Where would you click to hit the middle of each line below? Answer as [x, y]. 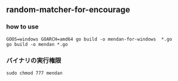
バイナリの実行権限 [34, 60]
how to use [22, 27]
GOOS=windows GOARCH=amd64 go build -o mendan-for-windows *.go [89, 39]
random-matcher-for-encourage [68, 10]
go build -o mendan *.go [37, 44]
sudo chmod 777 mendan [34, 73]
